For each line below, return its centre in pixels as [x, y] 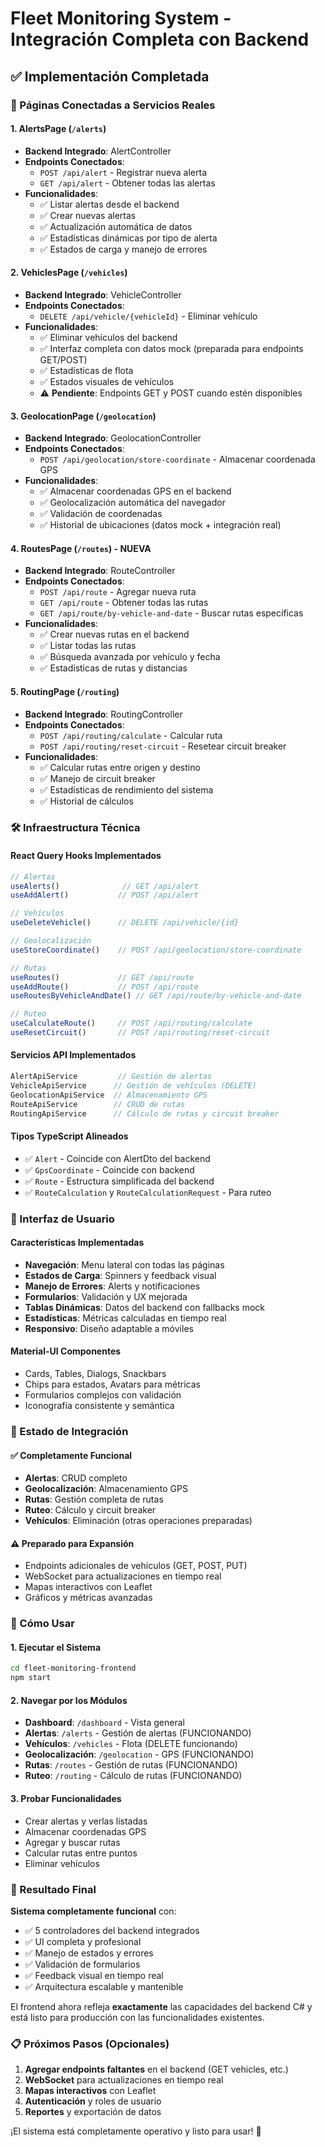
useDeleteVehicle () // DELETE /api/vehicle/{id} [125, 923]
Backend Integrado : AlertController [98, 151]
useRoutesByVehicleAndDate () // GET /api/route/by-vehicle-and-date [156, 996]
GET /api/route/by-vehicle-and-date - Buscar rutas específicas [171, 613]
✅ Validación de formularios [82, 1964]
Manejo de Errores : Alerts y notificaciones [112, 1286]
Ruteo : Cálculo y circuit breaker [90, 1510]
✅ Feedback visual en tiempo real [94, 1975]
